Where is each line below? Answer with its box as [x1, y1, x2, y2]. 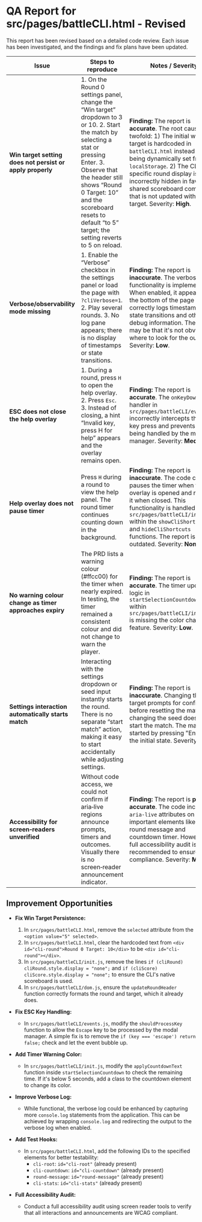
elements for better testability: [23, 1153, 99, 1161]
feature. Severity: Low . [129, 623, 194, 632]
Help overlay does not [9, 499, 74, 507]
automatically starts [9, 709, 69, 718]
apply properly [9, 166, 53, 174]
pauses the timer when [129, 481, 194, 489]
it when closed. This [129, 496, 186, 504]
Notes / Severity [150, 61, 198, 70]
